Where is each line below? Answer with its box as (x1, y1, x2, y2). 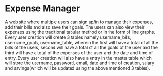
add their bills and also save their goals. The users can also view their (5, 24, 145, 30)
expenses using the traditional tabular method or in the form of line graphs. (5, 29, 156, 35)
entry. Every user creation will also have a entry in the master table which (5, 55, 152, 61)
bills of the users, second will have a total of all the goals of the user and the (5, 45, 158, 50)
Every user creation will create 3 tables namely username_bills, (5, 34, 131, 40)
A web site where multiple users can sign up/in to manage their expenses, (5, 19, 153, 25)
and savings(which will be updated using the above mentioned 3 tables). (5, 65, 151, 71)
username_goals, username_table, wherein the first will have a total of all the (5, 39, 159, 45)
